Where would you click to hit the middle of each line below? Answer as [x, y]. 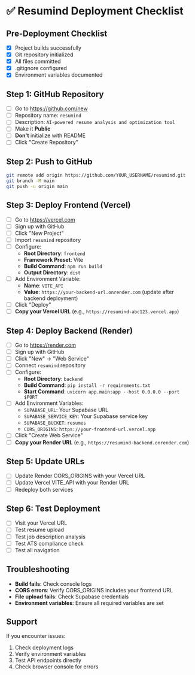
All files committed [38, 62]
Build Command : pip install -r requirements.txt [87, 385]
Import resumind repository [48, 240]
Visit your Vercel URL [41, 523]
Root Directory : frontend [54, 253]
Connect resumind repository [50, 365]
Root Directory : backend [53, 379]
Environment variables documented [59, 75]
